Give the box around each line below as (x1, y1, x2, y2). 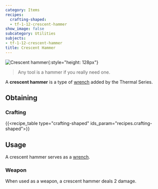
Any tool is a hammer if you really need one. (17, 69, 111, 75)
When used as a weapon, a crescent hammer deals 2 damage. (5, 178, 137, 184)
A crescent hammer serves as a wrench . (5, 154, 90, 160)
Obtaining (5, 93, 38, 102)
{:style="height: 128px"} (47, 59, 98, 65)
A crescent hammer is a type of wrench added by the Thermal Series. (5, 79, 153, 85)
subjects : (5, 36, 27, 41)
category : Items (5, 7, 40, 13)
